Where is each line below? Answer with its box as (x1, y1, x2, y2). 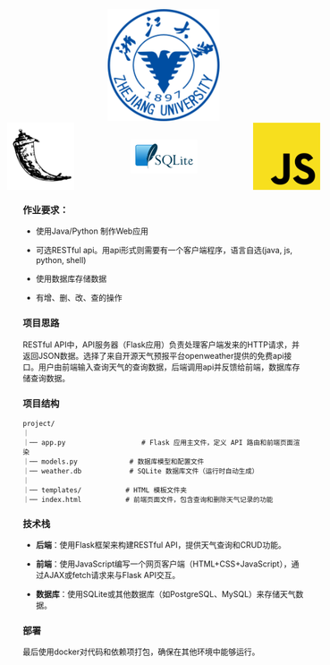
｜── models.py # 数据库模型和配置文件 (22, 456, 205, 466)
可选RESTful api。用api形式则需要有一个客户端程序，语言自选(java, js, (35, 245, 293, 256)
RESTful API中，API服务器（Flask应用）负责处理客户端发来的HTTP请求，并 (22, 339, 300, 350)
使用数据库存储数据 (35, 273, 107, 285)
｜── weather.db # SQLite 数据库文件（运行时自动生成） (22, 466, 259, 475)
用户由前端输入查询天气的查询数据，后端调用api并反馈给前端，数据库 (38, 362, 292, 372)
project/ (22, 419, 55, 428)
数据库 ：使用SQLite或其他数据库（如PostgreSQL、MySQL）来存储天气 (35, 589, 297, 600)
